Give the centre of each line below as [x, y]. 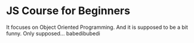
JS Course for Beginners [68, 11]
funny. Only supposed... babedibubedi [53, 33]
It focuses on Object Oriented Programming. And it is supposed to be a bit [97, 27]
